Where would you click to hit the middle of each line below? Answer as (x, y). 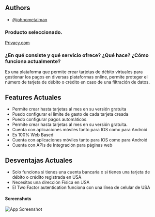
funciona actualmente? (33, 62)
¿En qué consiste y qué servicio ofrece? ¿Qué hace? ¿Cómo (77, 55)
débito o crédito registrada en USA (46, 177)
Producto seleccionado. (34, 32)
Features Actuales (33, 97)
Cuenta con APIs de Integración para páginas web (62, 145)
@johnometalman (30, 19)
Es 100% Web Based (33, 135)
